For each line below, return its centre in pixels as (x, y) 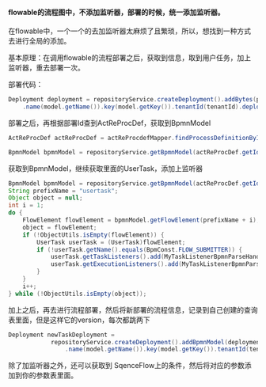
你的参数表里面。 (49, 375)
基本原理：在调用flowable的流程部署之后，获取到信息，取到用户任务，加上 (130, 58)
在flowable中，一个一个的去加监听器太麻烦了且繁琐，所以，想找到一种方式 (130, 31)
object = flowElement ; (60, 227)
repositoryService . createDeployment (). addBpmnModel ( (139, 342)
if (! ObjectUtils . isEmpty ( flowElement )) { (93, 235)
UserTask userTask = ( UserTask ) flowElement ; (111, 242)
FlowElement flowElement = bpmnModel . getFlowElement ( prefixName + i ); (141, 220)
